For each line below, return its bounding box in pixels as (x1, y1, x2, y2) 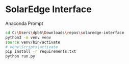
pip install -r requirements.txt (5, 49, 76, 54)
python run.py (5, 54, 36, 59)
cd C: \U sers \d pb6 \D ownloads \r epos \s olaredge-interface (5, 30, 124, 35)
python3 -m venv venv (5, 35, 51, 40)
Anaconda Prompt (5, 20, 43, 26)
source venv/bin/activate (5, 40, 60, 45)
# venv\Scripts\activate (5, 44, 58, 49)
